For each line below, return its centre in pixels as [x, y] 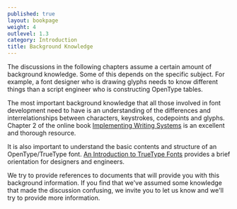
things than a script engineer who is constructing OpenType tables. [105, 89]
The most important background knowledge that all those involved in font [114, 103]
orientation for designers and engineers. [66, 162]
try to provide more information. [54, 198]
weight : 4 [22, 27]
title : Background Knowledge [50, 47]
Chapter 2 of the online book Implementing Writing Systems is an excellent [116, 125]
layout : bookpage [33, 20]
